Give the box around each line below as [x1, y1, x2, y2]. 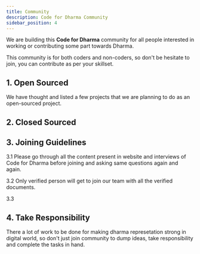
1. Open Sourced [6, 78, 69, 88]
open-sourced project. [6, 100, 61, 107]
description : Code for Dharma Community [6, 14, 109, 20]
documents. [6, 184, 36, 191]
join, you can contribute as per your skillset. [6, 60, 114, 67]
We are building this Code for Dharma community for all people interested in [6, 36, 195, 44]
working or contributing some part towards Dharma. [6, 42, 134, 49]
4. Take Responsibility [6, 212, 91, 222]
